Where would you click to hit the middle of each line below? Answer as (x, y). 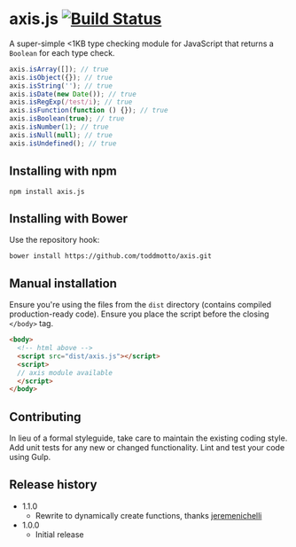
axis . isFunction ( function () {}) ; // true (89, 111)
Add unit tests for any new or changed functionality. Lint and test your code (147, 448)
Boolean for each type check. (62, 52)
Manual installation (63, 283)
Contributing (45, 417)
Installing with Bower (69, 219)
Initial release (59, 534)
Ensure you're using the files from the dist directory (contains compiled (140, 305)
